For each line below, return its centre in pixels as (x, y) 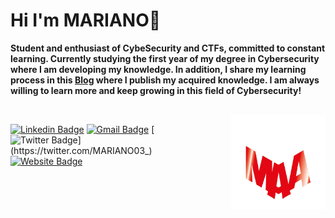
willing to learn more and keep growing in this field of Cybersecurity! (156, 90)
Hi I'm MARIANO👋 (86, 20)
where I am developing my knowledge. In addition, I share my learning (158, 69)
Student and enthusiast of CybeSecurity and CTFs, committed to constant (168, 48)
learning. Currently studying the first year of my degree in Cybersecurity (165, 58)
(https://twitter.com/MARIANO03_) (81, 150)
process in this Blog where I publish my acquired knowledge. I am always (165, 80)
